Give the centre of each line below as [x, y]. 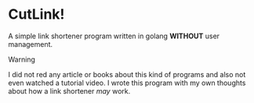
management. [31, 44]
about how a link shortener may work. [69, 91]
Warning [22, 59]
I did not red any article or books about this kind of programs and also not [127, 74]
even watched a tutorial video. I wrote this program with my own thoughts [127, 83]
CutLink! [36, 14]
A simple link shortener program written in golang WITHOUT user [114, 36]
